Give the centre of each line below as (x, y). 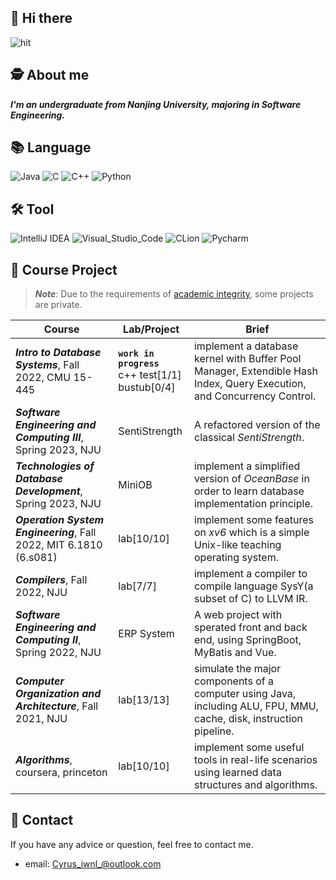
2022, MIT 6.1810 (59, 545)
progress (139, 364)
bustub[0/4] (147, 388)
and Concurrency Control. (255, 396)
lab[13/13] (144, 700)
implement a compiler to (250, 574)
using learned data (237, 773)
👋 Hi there (41, 18)
